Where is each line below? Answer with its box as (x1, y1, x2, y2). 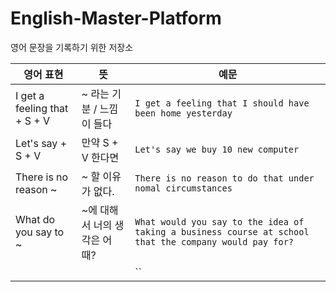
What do (15, 212, 56, 226)
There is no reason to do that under (134, 172, 315, 184)
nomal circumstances (134, 182, 233, 194)
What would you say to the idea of (134, 216, 305, 227)
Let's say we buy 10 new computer (134, 143, 300, 155)
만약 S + (81, 135, 119, 149)
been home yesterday (134, 107, 233, 119)
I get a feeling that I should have (134, 97, 310, 109)
